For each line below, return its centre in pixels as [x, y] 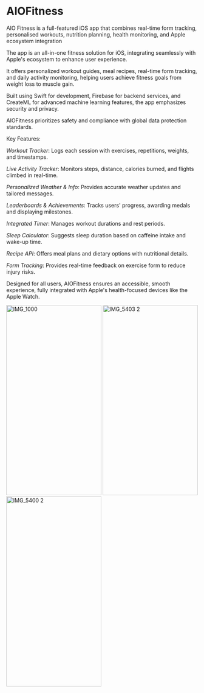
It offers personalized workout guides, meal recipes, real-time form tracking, [102, 71]
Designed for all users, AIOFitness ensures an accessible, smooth [88, 284]
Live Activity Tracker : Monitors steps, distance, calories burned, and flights [100, 169]
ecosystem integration [34, 41]
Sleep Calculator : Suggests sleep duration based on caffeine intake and [96, 235]
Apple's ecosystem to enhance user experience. [67, 59]
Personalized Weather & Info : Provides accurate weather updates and [93, 187]
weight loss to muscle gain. [40, 84]
